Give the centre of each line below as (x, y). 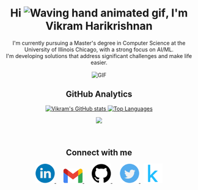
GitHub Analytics (99, 94)
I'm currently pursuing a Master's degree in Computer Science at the (99, 43)
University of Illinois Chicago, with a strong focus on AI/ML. (99, 49)
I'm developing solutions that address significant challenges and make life (99, 56)
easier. (99, 62)
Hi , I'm (99, 13)
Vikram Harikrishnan (99, 26)
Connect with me (99, 152)
